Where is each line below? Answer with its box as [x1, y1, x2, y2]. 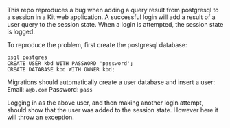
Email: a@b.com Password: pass [7, 86, 93, 93]
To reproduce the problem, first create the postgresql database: [7, 41, 187, 49]
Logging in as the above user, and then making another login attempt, [7, 99, 204, 107]
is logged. [7, 27, 36, 36]
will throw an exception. [7, 113, 74, 121]
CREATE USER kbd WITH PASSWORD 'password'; [7, 60, 134, 67]
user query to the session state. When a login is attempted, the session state [7, 21, 224, 28]
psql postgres [7, 54, 48, 61]
